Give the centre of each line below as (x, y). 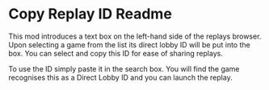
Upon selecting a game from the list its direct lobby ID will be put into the (129, 44)
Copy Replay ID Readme (90, 14)
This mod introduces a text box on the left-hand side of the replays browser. (135, 36)
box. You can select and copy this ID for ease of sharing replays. (116, 53)
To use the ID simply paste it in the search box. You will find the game (124, 68)
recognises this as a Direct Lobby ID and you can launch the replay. (120, 77)
